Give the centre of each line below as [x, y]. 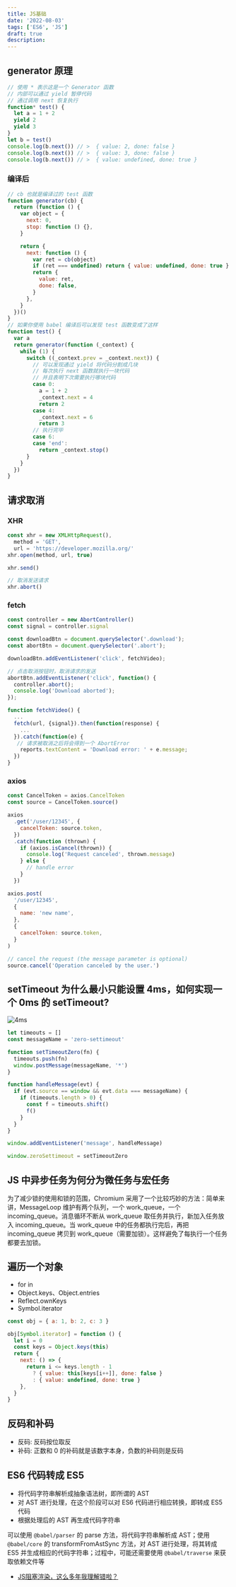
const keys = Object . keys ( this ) [61, 1347]
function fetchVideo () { [44, 710]
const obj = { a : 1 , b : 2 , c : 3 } [58, 1321]
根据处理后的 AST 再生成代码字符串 [69, 1520]
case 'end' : [51, 444]
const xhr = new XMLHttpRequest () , [60, 535]
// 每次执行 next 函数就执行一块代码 [81, 371]
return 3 [52, 424]
